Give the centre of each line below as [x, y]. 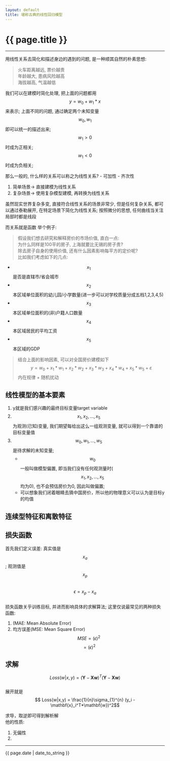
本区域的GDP [26, 349]
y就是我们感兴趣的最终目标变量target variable [60, 408]
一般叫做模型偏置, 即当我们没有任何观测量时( [67, 468]
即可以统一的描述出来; [28, 129]
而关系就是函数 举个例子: [31, 227]
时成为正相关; [19, 147]
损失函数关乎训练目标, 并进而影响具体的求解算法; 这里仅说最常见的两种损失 [83, 607]
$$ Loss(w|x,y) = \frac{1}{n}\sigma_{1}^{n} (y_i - [85, 700]
